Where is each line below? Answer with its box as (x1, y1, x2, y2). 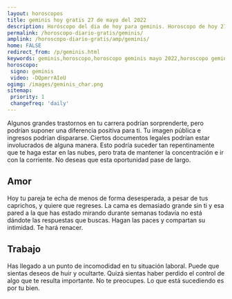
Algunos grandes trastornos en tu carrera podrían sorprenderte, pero (7, 119, 204, 127)
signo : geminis (10, 68, 54, 75)
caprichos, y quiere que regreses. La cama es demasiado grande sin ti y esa (7, 201, 224, 209)
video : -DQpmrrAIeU (10, 74, 67, 81)
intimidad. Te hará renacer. (7, 223, 84, 231)
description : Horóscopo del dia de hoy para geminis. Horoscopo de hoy (7, 23, 217, 30)
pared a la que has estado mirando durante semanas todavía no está (7, 209, 202, 217)
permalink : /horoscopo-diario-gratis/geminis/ (7, 29, 144, 37)
